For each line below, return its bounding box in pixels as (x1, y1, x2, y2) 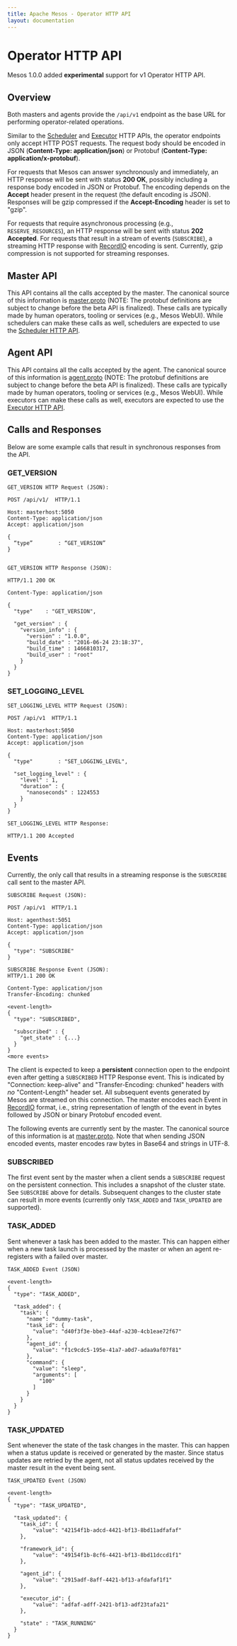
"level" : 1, (20, 777, 59, 784)
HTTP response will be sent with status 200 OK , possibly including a (7, 175, 207, 184)
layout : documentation (7, 17, 74, 24)
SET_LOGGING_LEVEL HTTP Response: (7, 820, 110, 828)
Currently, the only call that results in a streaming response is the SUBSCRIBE (7, 871, 228, 879)
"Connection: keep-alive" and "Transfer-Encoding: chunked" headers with (7, 1081, 224, 1089)
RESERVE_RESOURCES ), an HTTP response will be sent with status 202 (7, 227, 204, 235)
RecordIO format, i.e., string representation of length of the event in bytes (7, 1103, 221, 1112)
